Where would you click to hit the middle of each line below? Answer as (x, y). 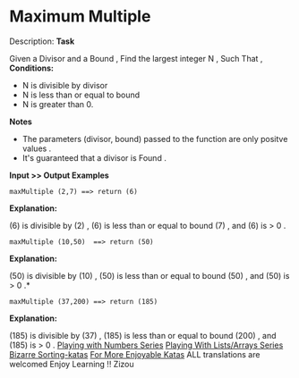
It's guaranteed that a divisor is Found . (94, 157)
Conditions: (32, 68)
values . (37, 148)
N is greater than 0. (58, 104)
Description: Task (42, 41)
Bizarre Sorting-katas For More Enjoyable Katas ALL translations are (135, 354)
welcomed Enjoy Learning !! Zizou (72, 364)
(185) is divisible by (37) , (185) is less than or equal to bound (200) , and (143, 335)
